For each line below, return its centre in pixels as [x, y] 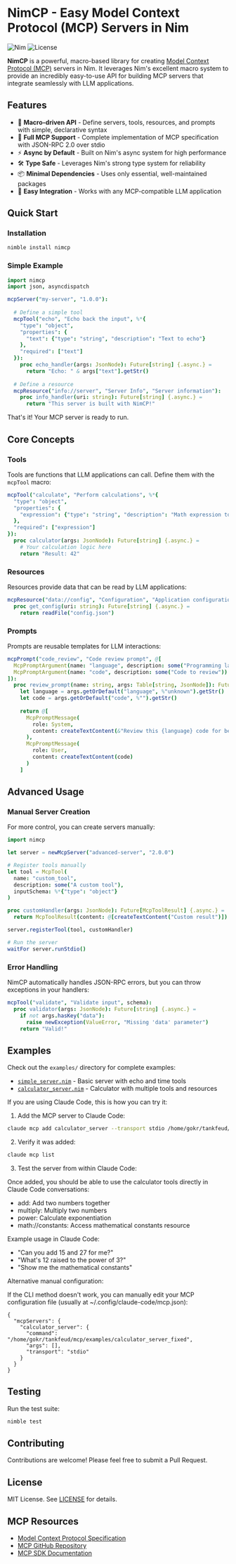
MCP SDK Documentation [55, 1553]
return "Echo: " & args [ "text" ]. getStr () [87, 371]
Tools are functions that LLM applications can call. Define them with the [111, 475]
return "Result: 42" [50, 554]
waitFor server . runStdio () [47, 949]
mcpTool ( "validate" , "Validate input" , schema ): [80, 1002]
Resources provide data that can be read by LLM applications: [97, 587]
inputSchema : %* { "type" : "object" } [66, 892]
